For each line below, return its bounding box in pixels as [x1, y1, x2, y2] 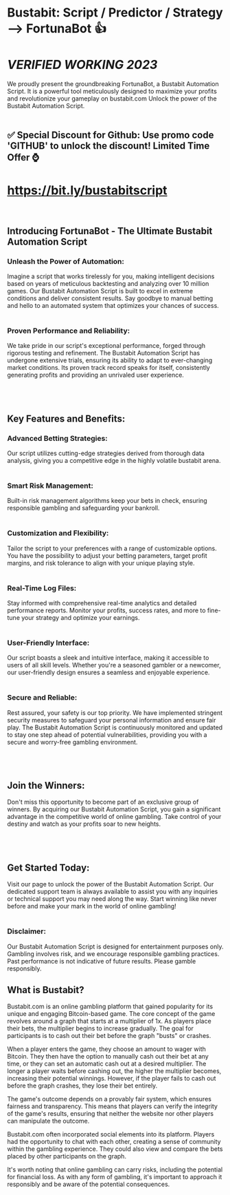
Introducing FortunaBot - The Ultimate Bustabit [7, 225, 213, 237]
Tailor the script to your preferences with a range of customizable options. [7, 544, 218, 552]
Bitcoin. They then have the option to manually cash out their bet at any [7, 1052, 209, 1061]
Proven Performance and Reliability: [7, 326, 130, 335]
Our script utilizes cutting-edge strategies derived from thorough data [7, 449, 205, 457]
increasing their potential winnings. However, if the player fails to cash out [7, 1074, 216, 1083]
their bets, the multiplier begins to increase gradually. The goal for [7, 1024, 194, 1032]
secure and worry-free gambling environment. [7, 738, 138, 746]
